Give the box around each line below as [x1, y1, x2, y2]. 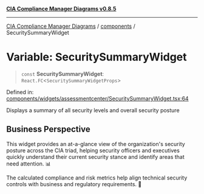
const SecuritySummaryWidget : [21, 70, 104, 78]
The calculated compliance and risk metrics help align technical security [6, 174, 188, 181]
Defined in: [6, 88, 34, 96]
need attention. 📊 [6, 160, 52, 167]
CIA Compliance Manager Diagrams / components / [6, 22, 135, 30]
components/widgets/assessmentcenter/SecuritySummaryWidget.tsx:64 [6, 95, 189, 102]
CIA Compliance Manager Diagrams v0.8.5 [6, 5, 117, 12]
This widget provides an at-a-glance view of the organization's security [6, 140, 185, 147]
